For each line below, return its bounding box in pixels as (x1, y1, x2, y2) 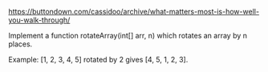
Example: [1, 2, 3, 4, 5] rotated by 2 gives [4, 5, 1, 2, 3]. (8, 55, 189, 64)
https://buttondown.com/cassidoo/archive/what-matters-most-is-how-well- (8, 7, 259, 16)
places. (8, 39, 33, 49)
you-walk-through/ (8, 15, 71, 25)
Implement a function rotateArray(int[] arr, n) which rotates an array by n (8, 31, 247, 40)
